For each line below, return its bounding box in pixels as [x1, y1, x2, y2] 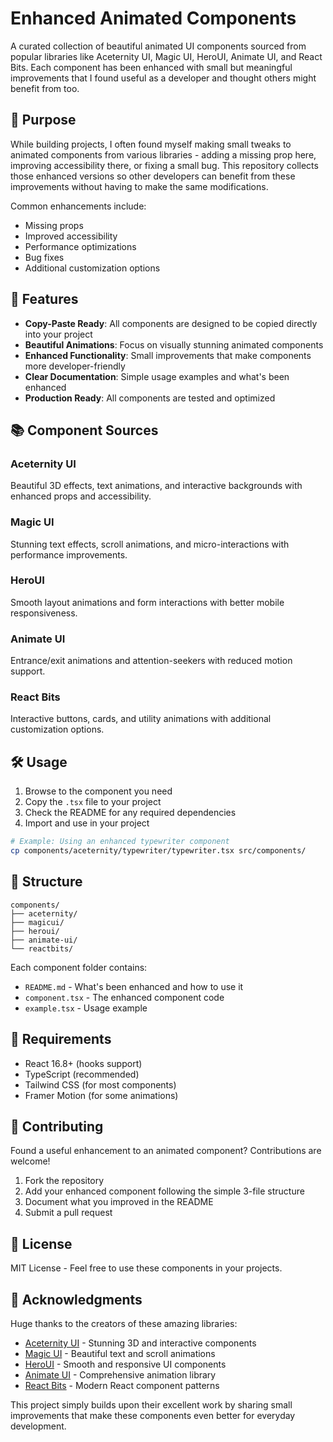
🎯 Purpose [10, 112, 77, 129]
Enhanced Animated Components [10, 7, 297, 30]
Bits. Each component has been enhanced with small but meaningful [10, 61, 293, 73]
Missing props [24, 219, 84, 231]
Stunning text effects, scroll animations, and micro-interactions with [10, 538, 290, 550]
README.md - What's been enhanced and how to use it [24, 980, 244, 992]
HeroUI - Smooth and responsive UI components [24, 1358, 227, 1371]
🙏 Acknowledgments [10, 1291, 143, 1308]
